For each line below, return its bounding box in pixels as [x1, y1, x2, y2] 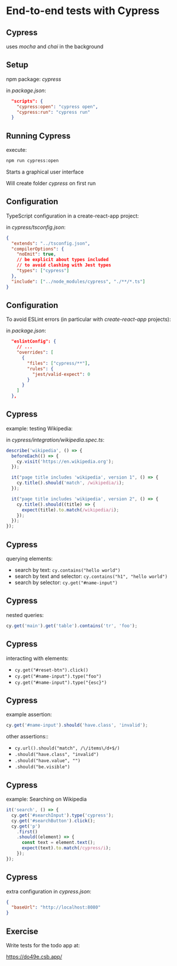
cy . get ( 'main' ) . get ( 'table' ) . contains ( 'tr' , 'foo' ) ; [6, 623, 138, 629]
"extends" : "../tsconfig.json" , [11, 240, 91, 246]
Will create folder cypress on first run [6, 180, 96, 187]
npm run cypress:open [6, 158, 59, 164]
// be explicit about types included [16, 257, 109, 263]
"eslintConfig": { [11, 338, 57, 344]
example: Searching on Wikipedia [6, 796, 87, 802]
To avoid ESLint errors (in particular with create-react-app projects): [6, 316, 171, 323]
